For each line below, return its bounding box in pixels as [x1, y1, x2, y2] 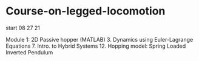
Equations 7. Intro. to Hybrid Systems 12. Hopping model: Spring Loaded [5, 42, 186, 50]
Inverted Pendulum [5, 48, 53, 56]
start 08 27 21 [5, 24, 40, 31]
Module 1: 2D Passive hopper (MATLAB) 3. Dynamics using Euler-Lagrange [5, 36, 194, 43]
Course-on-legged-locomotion [5, 4, 166, 18]
